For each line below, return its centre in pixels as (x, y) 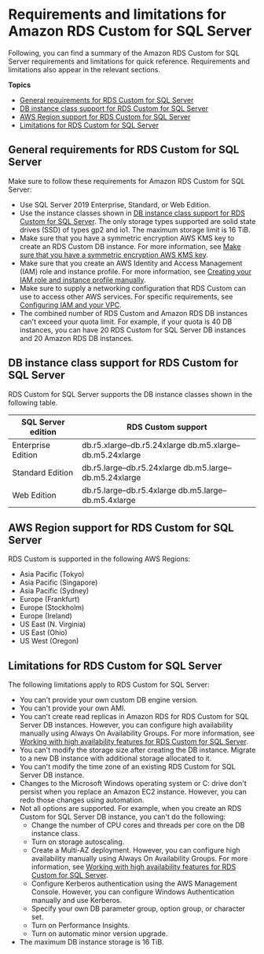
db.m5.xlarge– (214, 445)
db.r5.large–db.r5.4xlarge (129, 490)
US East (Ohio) (44, 633)
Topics (20, 85)
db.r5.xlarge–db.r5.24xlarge (134, 445)
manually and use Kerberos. (77, 901)
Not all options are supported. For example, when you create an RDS (130, 809)
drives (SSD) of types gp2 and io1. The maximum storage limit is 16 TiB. (135, 229)
